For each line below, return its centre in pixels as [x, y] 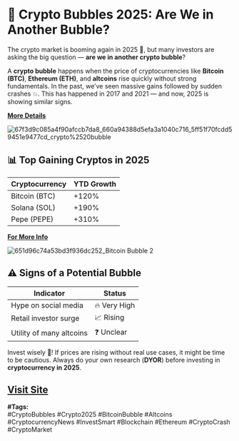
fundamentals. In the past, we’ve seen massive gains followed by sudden [115, 86]
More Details [27, 115]
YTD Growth [95, 183]
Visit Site [28, 389]
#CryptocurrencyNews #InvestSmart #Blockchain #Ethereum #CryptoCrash [119, 422]
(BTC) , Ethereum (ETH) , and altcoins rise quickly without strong [102, 78]
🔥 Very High [115, 305]
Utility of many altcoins [49, 333]
